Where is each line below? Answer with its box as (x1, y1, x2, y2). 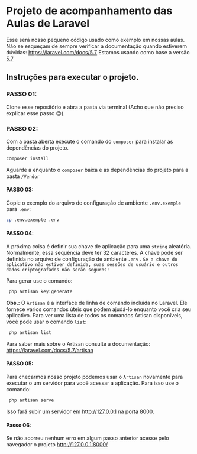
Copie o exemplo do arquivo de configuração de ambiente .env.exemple (6, 199, 182, 206)
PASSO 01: (6, 90, 37, 98)
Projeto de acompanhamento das (6, 4, 173, 18)
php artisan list (8, 329, 51, 335)
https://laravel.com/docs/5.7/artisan (6, 346, 93, 354)
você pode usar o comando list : (6, 318, 87, 325)
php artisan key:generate (8, 288, 73, 295)
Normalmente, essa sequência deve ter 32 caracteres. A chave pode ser (6, 249, 183, 257)
